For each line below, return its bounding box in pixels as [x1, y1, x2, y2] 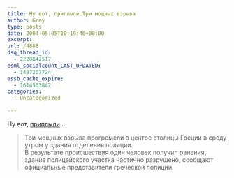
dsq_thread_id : [7, 50, 52, 57]
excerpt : [7, 36, 33, 43]
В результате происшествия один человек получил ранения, [24, 148, 207, 156]
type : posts [7, 23, 42, 30]
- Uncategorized [13, 95, 61, 102]
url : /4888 [7, 43, 39, 50]
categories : [7, 88, 42, 95]
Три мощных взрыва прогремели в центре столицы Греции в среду [24, 133, 227, 142]
